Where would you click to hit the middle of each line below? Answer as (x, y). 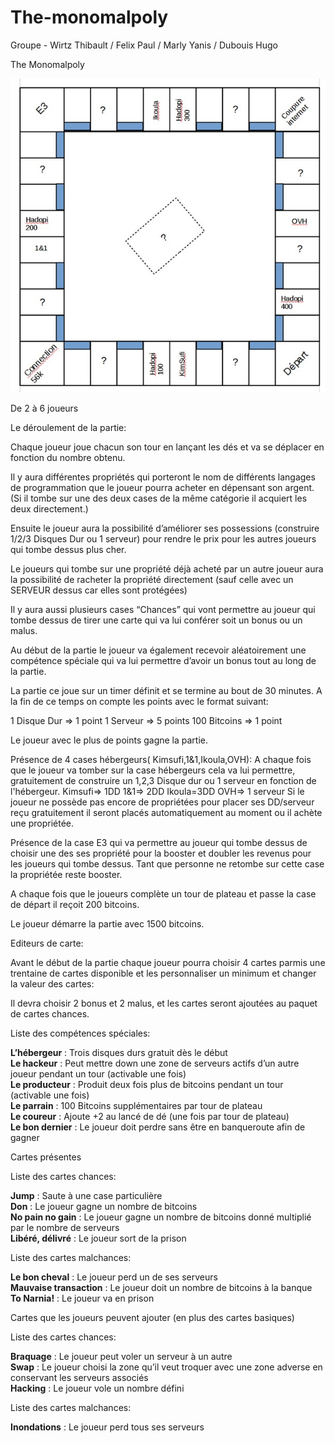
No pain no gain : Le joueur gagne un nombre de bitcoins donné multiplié (161, 1217)
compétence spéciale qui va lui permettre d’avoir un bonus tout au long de (163, 661)
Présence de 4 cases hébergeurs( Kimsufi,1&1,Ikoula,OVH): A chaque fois (161, 760)
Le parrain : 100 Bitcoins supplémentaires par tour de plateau (136, 1106)
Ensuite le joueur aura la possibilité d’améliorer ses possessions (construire (165, 528)
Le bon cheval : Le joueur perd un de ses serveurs (114, 1277)
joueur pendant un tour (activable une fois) (98, 1074)
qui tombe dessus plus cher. (68, 550)
